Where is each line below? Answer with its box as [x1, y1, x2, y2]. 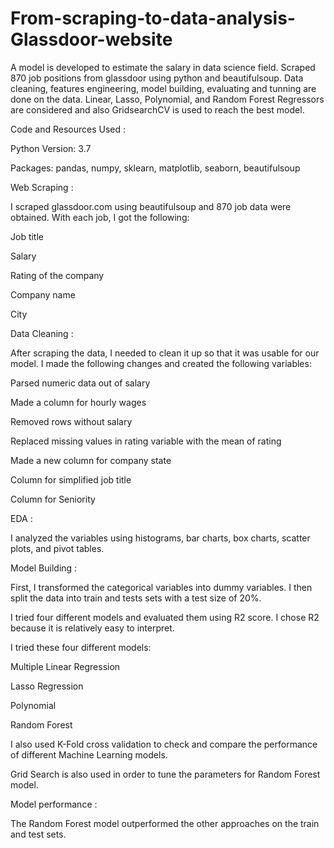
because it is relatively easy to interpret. [10, 622, 175, 634]
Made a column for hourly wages [10, 396, 147, 408]
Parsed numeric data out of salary [10, 377, 151, 389]
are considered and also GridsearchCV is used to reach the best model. [10, 103, 305, 116]
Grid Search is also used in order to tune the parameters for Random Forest [10, 768, 321, 780]
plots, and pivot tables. [10, 542, 105, 554]
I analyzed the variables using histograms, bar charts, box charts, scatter [10, 532, 311, 544]
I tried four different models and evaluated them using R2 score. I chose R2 [10, 611, 320, 623]
